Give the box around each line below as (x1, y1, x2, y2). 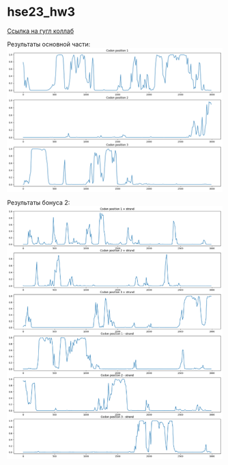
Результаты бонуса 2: (7, 198, 70, 206)
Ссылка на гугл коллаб (7, 27, 74, 35)
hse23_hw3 (7, 4, 76, 20)
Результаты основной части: (7, 40, 91, 48)
